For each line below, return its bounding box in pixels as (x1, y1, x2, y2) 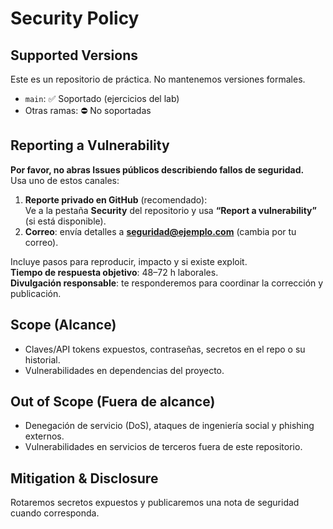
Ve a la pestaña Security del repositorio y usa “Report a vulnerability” (24, 204, 317, 216)
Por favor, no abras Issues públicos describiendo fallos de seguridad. (10, 163, 305, 176)
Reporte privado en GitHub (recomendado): (24, 193, 208, 206)
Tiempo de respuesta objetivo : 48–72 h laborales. (10, 266, 219, 278)
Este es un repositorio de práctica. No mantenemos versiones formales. (10, 73, 306, 85)
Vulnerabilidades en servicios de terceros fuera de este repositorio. (24, 441, 303, 453)
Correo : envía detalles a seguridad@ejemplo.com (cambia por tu (24, 225, 297, 237)
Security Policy (10, 7, 140, 30)
